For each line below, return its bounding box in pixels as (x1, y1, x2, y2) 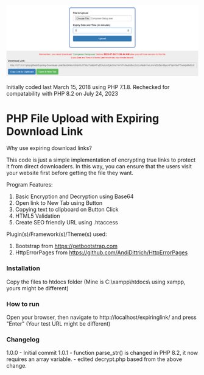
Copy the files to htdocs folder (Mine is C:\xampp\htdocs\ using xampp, (6, 278, 186, 285)
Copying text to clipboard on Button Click (15, 206, 119, 213)
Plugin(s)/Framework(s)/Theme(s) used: (6, 230, 107, 238)
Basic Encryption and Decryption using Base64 (15, 193, 134, 200)
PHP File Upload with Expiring (6, 112, 160, 125)
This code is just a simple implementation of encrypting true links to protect (6, 156, 196, 163)
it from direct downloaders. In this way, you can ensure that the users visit (6, 163, 192, 170)
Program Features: (6, 181, 53, 188)
